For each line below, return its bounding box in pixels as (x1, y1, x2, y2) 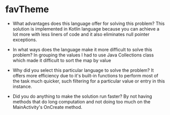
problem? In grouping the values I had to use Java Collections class (12, 52, 154, 58)
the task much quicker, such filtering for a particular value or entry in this (12, 78, 165, 84)
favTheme (5, 4, 49, 15)
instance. (12, 83, 32, 90)
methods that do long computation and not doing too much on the (12, 98, 151, 105)
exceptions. (12, 37, 37, 43)
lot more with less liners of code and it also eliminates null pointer (12, 31, 150, 37)
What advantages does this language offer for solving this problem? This (12, 20, 165, 26)
